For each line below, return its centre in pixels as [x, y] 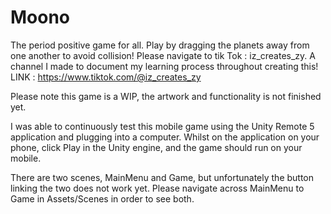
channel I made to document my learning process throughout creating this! [164, 66]
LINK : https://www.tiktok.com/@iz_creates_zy [106, 77]
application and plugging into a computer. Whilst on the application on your [165, 137]
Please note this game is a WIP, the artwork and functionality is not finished [166, 96]
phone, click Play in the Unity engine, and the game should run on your [156, 147]
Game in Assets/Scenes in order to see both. [102, 198]
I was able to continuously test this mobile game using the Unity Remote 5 [162, 126]
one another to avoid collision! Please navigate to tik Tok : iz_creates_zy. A [163, 55]
